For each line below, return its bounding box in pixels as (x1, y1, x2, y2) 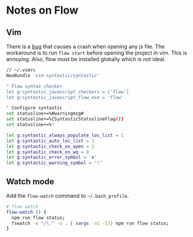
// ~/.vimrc (6, 67, 36, 73)
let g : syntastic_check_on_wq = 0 (6, 149, 89, 155)
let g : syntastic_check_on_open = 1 (6, 143, 95, 149)
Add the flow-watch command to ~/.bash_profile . (6, 192, 129, 199)
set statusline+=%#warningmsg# (6, 110, 84, 116)
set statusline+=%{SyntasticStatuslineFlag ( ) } (6, 116, 124, 122)
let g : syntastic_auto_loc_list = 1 (6, 138, 95, 144)
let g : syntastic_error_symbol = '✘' (6, 154, 97, 160)
